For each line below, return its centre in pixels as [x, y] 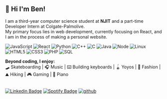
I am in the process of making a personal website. [56, 37]
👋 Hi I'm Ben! [25, 9]
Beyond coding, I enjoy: [30, 61]
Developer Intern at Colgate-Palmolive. [45, 26]
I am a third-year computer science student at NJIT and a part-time [74, 21]
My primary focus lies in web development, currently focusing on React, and [83, 31]
